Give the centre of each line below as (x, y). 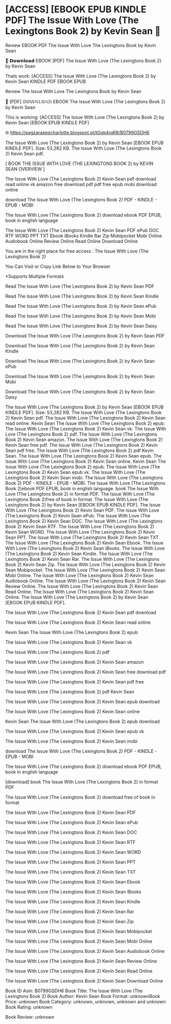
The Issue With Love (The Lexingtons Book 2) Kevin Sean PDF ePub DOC (82, 230)
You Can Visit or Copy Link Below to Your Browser (58, 266)
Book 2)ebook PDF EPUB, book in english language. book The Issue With (82, 488)
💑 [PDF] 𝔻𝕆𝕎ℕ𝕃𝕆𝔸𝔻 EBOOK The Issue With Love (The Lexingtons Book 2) (86, 101)
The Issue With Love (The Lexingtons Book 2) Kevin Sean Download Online (84, 981)
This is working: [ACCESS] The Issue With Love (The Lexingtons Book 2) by (85, 117)
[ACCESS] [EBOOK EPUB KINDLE (76, 9)
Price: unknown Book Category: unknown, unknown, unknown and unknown (86, 1002)
